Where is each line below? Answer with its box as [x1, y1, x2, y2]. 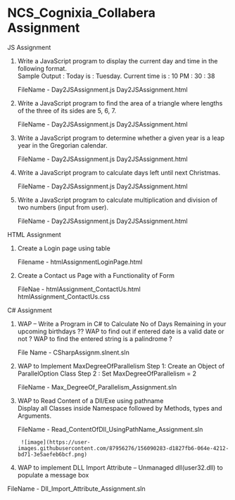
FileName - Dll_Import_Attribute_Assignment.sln [7, 484, 146, 493]
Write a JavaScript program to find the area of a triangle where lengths [17, 98, 223, 107]
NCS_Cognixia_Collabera [7, 5, 156, 21]
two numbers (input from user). [17, 203, 109, 212]
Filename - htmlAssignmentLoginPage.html [17, 257, 143, 266]
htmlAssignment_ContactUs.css [17, 292, 110, 300]
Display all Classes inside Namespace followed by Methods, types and [17, 404, 222, 412]
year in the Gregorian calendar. [17, 141, 108, 149]
